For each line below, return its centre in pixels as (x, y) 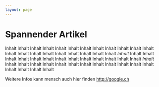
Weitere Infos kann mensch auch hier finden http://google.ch (67, 79)
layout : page (19, 10)
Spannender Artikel (46, 34)
